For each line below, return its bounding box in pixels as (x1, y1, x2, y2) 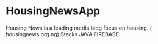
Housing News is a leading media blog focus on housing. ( (5, 24, 152, 31)
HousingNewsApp (5, 4, 101, 18)
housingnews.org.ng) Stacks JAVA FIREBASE (5, 30, 120, 37)
